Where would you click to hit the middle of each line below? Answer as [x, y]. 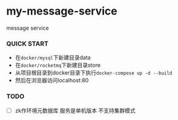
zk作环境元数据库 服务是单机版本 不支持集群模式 [75, 110]
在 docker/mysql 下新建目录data [53, 58]
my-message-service [62, 11]
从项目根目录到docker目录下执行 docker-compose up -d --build [94, 73]
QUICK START [27, 44]
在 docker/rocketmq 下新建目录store [58, 65]
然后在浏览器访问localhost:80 [52, 81]
